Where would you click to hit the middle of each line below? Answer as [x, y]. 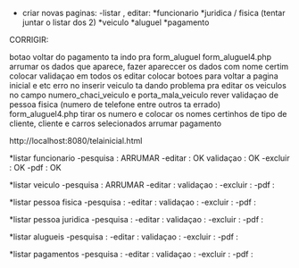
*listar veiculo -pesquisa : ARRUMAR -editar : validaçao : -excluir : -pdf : [142, 185]
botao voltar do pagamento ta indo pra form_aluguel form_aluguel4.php [141, 57]
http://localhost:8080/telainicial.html [76, 141]
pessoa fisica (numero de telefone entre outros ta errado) [115, 105]
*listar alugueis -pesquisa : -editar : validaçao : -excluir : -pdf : [124, 237]
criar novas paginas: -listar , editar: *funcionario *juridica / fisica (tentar [154, 13]
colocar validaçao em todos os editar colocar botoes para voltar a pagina [144, 76]
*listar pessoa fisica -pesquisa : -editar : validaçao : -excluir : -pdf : [133, 202]
